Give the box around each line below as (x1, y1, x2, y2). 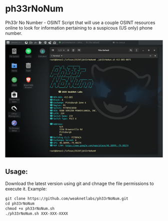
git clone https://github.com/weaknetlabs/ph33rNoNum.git (5, 196, 128, 201)
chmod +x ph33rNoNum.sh (5, 206, 55, 211)
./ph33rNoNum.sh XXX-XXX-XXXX (5, 211, 68, 216)
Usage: (5, 167, 28, 175)
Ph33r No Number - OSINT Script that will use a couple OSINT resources (5, 19, 155, 25)
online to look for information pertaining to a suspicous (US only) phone (5, 24, 153, 30)
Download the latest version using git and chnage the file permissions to (5, 180, 154, 186)
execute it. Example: (5, 186, 47, 192)
